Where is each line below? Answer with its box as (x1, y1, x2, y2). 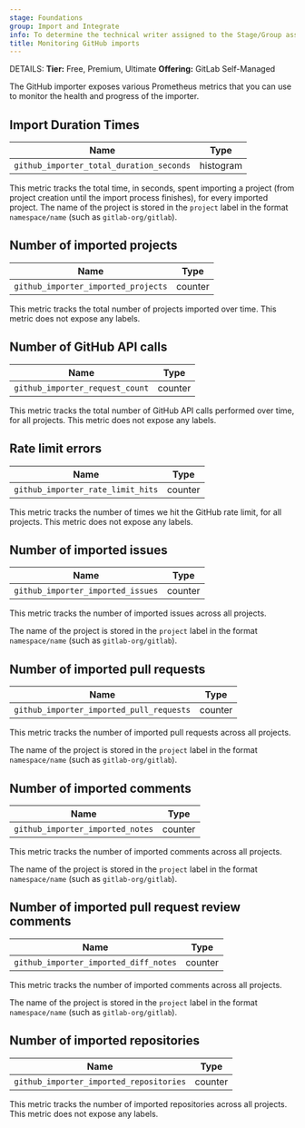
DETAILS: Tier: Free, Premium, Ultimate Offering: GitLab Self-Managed (9, 64, 276, 74)
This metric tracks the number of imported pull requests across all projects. (9, 727, 291, 738)
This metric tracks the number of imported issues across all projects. (9, 608, 267, 618)
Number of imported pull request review (9, 900, 241, 915)
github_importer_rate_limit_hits (14, 484, 159, 495)
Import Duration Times (9, 117, 140, 133)
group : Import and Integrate (9, 22, 120, 31)
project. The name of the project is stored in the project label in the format (9, 202, 289, 213)
